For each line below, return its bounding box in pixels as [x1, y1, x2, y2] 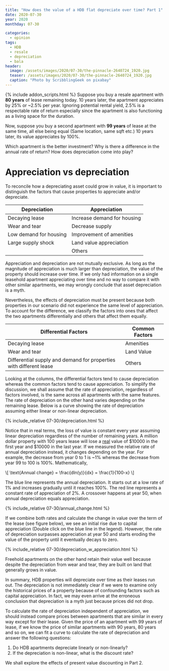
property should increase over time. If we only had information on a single [5, 271, 158, 277]
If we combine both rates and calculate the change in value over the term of [5, 515, 162, 521]
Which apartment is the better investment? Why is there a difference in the [5, 143, 159, 149]
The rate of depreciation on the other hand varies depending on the [5, 397, 145, 403]
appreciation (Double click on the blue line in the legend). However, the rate [5, 525, 162, 531]
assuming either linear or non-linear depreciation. [5, 408, 108, 414]
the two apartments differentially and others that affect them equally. [5, 313, 147, 319]
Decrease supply [71, 222, 112, 230]
